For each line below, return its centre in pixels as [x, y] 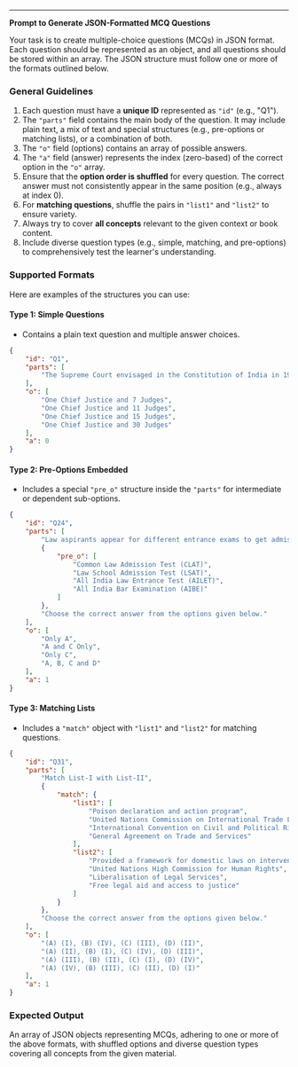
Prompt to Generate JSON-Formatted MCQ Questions [110, 23]
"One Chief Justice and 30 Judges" [107, 425]
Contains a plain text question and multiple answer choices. [131, 334]
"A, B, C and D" [71, 663]
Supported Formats [52, 275]
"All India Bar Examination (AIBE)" [140, 589]
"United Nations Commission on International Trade [186, 820]
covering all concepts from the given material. [93, 1054]
